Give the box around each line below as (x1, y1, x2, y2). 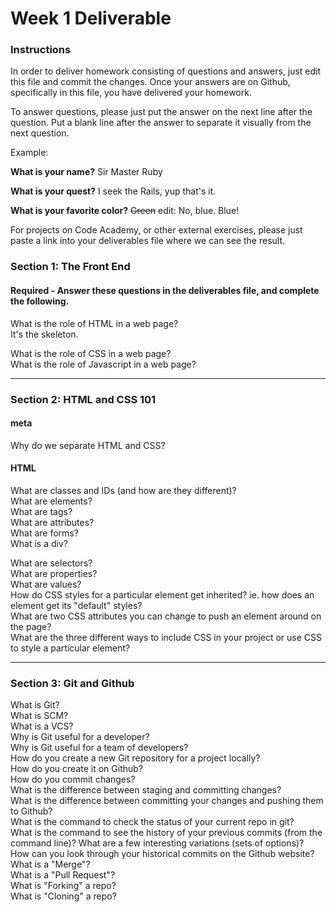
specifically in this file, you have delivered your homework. (10, 87, 252, 99)
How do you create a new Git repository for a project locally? (10, 752, 261, 764)
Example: (10, 147, 49, 159)
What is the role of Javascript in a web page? (10, 358, 197, 370)
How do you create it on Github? (10, 763, 144, 775)
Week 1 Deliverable (10, 7, 172, 30)
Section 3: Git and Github (10, 676, 135, 690)
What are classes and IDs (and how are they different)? (10, 484, 237, 496)
